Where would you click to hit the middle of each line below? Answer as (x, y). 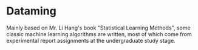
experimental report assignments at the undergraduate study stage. (91, 40)
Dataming (31, 11)
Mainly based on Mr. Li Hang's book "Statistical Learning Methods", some (98, 28)
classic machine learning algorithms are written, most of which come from (99, 34)
